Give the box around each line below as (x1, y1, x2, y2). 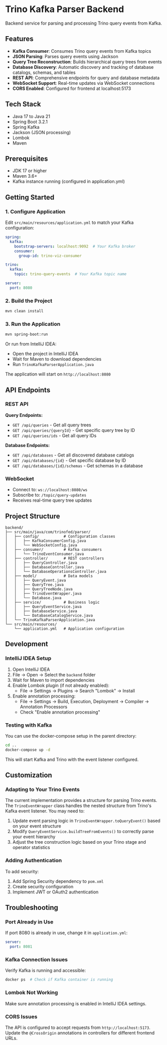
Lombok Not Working (5, 989, 58, 996)
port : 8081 (10, 944, 33, 950)
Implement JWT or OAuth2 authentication (12, 889, 99, 895)
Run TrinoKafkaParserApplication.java (12, 362, 94, 368)
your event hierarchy (12, 834, 56, 840)
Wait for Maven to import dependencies (12, 677, 95, 683)
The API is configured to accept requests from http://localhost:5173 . (5, 1024, 150, 1030)
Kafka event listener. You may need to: (5, 808, 85, 814)
